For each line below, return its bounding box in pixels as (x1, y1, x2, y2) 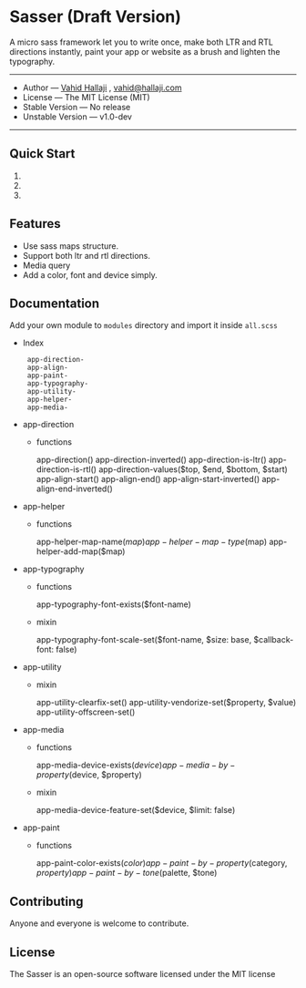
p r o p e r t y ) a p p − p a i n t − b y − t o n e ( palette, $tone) (36, 868, 218, 879)
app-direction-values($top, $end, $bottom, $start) (98, 464, 289, 475)
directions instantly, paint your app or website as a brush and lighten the (9, 46, 280, 57)
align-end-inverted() (36, 483, 114, 494)
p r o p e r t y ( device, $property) (36, 769, 143, 780)
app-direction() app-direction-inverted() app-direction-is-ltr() (36, 454, 267, 466)
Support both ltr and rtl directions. (22, 250, 151, 261)
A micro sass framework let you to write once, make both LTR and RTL (9, 36, 273, 47)
